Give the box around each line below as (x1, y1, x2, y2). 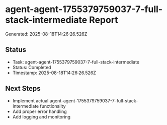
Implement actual (12, 97, 49, 104)
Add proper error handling (12, 108, 67, 114)
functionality (40, 103, 66, 109)
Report (89, 14, 118, 26)
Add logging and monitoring (12, 113, 71, 119)
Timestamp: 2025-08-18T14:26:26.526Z (12, 70, 97, 76)
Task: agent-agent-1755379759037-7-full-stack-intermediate (12, 59, 140, 65)
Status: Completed (12, 64, 51, 70)
